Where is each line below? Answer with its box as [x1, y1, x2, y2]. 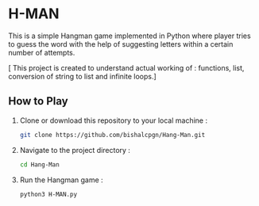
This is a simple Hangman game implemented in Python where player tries [8, 31, 252, 40]
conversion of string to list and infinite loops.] [8, 71, 157, 81]
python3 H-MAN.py [19, 190, 78, 198]
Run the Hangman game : [19, 175, 103, 185]
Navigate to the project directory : [19, 145, 131, 154]
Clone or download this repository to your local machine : [19, 116, 208, 125]
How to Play [8, 94, 69, 108]
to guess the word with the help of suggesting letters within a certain [8, 39, 234, 48]
